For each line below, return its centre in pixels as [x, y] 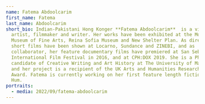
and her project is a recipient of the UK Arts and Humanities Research [106, 69]
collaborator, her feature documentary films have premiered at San [100, 52]
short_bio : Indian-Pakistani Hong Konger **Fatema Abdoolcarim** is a [99, 29]
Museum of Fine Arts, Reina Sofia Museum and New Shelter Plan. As [99, 40]
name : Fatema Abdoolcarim [39, 12]
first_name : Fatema [31, 18]
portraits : [20, 86]
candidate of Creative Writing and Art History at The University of [102, 63]
